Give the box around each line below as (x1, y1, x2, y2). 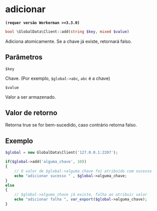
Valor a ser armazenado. (5, 94, 56, 100)
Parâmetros (5, 53, 43, 62)
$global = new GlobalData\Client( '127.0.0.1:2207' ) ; (5, 150, 118, 155)
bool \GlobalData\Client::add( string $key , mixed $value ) (5, 29, 129, 34)
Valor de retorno (5, 109, 58, 117)
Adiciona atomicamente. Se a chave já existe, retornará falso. (5, 38, 132, 44)
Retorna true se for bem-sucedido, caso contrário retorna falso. (5, 122, 137, 128)
